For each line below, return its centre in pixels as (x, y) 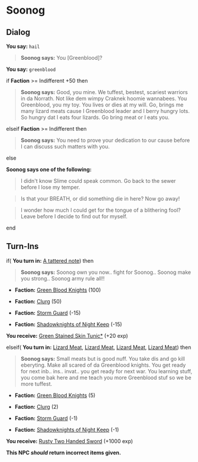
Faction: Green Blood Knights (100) (58, 290)
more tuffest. (36, 384)
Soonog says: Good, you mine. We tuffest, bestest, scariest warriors (104, 92)
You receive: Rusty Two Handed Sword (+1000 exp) (69, 441)
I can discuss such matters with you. (65, 146)
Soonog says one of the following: (49, 169)
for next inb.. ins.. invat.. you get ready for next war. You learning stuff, (106, 371)
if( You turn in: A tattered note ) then (50, 260)
